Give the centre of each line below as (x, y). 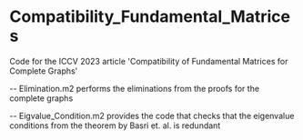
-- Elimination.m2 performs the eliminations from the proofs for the (135, 88)
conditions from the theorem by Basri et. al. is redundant (115, 125)
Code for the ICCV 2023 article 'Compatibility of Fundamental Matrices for (149, 61)
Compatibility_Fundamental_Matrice (150, 17)
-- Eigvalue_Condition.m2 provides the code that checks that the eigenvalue (152, 115)
